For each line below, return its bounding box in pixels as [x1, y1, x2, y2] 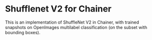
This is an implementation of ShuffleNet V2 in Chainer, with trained [5, 19, 139, 25]
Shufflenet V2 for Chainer [5, 3, 112, 14]
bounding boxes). [5, 29, 41, 35]
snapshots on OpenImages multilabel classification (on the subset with [5, 24, 148, 30]
